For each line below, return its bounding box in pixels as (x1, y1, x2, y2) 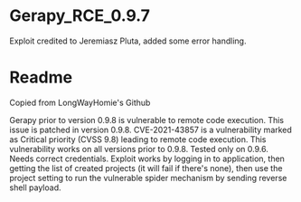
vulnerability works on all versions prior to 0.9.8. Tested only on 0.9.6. (9, 143, 268, 154)
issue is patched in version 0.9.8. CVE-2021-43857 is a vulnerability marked (9, 124, 292, 135)
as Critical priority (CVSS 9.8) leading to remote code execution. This (9, 133, 267, 145)
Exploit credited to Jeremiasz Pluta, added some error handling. (9, 35, 247, 46)
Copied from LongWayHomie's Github (9, 97, 151, 108)
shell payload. (9, 182, 61, 193)
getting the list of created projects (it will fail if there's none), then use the (9, 162, 283, 173)
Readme (9, 67, 73, 88)
